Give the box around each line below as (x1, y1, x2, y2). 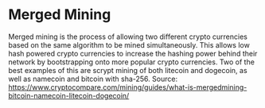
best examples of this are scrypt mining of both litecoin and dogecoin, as (8, 65, 248, 75)
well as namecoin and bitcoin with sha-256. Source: (8, 74, 177, 83)
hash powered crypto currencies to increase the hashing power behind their (8, 48, 258, 58)
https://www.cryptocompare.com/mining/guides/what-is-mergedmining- (8, 82, 247, 92)
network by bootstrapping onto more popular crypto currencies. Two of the (8, 57, 255, 67)
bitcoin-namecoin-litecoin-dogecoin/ (8, 91, 130, 100)
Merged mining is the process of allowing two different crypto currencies (8, 32, 248, 41)
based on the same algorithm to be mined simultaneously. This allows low (8, 40, 251, 49)
